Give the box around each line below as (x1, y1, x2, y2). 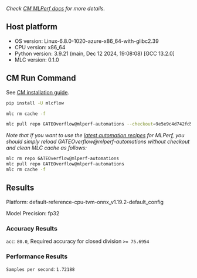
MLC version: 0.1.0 (14, 56, 60, 63)
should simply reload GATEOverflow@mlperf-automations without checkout (6, 138, 190, 145)
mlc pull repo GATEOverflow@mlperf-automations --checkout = (6, 121, 157, 127)
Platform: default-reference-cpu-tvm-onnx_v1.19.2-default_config (6, 198, 164, 205)
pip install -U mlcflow (6, 100, 64, 106)
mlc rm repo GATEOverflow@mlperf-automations (6, 155, 119, 162)
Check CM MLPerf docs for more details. (6, 5, 106, 12)
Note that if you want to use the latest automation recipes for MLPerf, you (6, 132, 185, 139)
